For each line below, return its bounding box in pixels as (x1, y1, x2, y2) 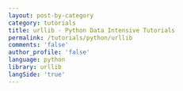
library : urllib (8, 63, 62, 71)
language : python (8, 56, 66, 64)
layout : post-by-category (8, 11, 93, 20)
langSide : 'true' (8, 70, 66, 78)
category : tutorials (8, 19, 77, 27)
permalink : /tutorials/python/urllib (8, 33, 133, 42)
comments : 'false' (8, 41, 69, 49)
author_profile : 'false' (8, 48, 90, 56)
